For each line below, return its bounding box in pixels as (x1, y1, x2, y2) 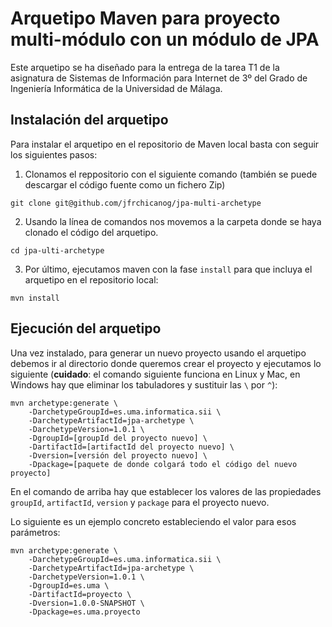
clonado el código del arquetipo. (24, 226, 159, 238)
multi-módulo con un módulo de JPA (10, 28, 320, 51)
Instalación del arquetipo (10, 112, 169, 129)
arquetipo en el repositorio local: (24, 273, 159, 286)
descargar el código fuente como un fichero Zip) (24, 178, 226, 191)
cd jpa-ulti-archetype (10, 245, 105, 256)
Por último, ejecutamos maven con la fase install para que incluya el (24, 263, 313, 275)
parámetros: (10, 526, 61, 538)
